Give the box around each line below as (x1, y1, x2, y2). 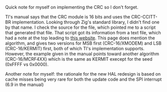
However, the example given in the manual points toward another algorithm (5, 51, 160, 57)
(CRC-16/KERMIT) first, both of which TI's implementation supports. (5, 46, 145, 51)
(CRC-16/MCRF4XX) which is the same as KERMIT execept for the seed (5, 56, 153, 62)
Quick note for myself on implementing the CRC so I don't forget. (5, 4, 139, 10)
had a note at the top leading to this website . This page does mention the (5, 35, 156, 41)
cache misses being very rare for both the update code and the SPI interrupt (5, 77, 162, 82)
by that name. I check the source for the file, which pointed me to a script (5, 24, 156, 30)
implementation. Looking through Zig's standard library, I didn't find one (12, 19, 160, 25)
